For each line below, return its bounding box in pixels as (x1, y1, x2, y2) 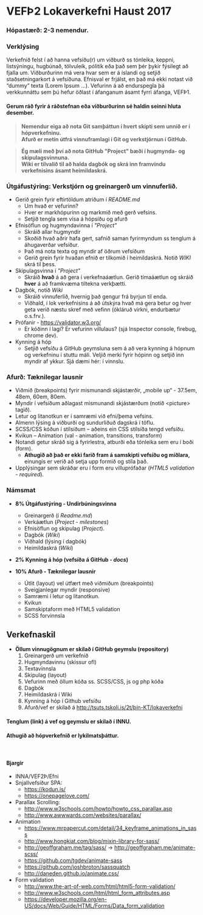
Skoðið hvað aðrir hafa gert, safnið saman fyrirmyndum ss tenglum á (24, 235, 196, 242)
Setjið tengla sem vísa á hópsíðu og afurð (24, 215, 128, 222)
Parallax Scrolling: (15, 799, 61, 806)
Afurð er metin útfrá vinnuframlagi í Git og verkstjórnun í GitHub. (21, 135, 188, 143)
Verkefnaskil (6, 629, 56, 640)
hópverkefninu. (21, 129, 62, 136)
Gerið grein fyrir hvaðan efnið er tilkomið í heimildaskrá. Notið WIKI (24, 254, 191, 261)
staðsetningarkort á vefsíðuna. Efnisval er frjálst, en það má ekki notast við (6, 76, 193, 83)
